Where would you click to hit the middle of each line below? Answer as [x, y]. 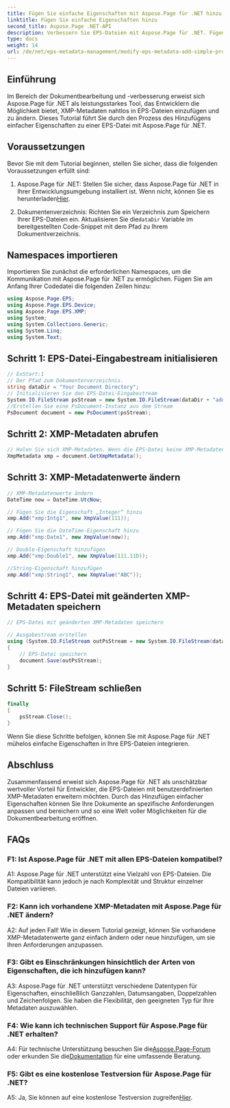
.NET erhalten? [33, 1034]
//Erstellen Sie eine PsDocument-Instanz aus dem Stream [90, 406]
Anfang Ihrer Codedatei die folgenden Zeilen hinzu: [79, 286]
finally [18, 704]
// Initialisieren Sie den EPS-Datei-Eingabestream [82, 393]
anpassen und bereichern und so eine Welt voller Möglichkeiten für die [107, 811]
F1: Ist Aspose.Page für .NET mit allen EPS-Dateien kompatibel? [115, 859]
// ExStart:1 [26, 375]
